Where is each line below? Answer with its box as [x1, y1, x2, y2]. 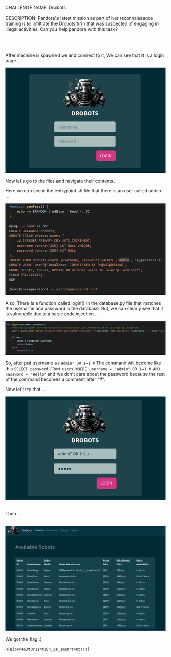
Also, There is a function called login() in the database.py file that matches [5, 300, 161, 306]
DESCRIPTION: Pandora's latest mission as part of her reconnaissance [5, 15, 153, 21]
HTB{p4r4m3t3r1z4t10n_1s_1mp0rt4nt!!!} [5, 647, 90, 652]
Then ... [5, 510, 21, 516]
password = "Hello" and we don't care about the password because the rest [5, 371, 165, 377]
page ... [5, 58, 21, 63]
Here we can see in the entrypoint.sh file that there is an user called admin [5, 188, 161, 194]
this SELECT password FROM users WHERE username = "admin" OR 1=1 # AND [5, 365, 160, 372]
